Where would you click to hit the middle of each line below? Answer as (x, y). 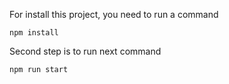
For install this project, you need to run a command (114, 14)
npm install (34, 33)
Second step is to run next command (85, 51)
